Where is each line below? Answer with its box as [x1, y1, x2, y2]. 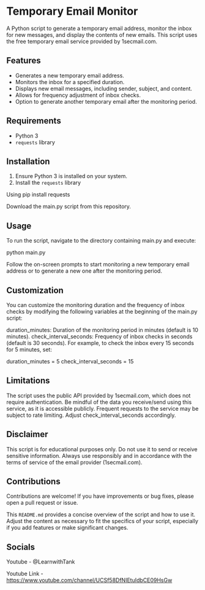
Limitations [6, 376, 50, 386]
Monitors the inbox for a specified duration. [15, 78, 125, 85]
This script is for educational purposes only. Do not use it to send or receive [6, 445, 198, 452]
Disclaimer [6, 429, 48, 440]
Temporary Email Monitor [6, 4, 138, 18]
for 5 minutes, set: [6, 346, 52, 353]
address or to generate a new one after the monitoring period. [6, 267, 162, 274]
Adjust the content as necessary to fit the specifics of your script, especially [6, 518, 199, 525]
